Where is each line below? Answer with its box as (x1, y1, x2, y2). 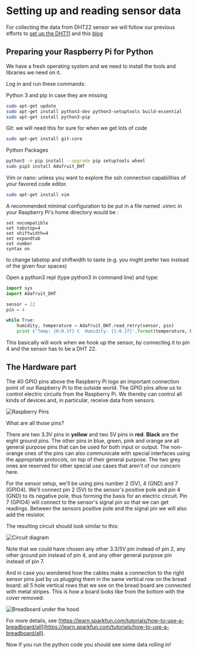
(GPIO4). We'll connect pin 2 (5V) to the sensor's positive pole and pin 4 (6, 486, 181, 493)
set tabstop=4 (6, 225, 41, 231)
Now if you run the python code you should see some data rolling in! (6, 640, 171, 648)
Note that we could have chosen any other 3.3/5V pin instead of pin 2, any (6, 545, 186, 552)
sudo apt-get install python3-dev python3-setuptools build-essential (6, 108, 182, 114)
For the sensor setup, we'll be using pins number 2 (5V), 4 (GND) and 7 (6, 480, 178, 487)
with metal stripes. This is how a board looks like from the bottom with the (6, 587, 185, 595)
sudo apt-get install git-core (6, 136, 83, 142)
